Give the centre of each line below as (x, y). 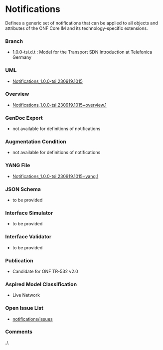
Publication (19, 260)
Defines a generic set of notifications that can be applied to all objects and (81, 23)
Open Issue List (24, 308)
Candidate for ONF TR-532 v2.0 (45, 271)
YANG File (18, 166)
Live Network (26, 295)
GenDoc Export (24, 118)
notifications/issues (33, 319)
